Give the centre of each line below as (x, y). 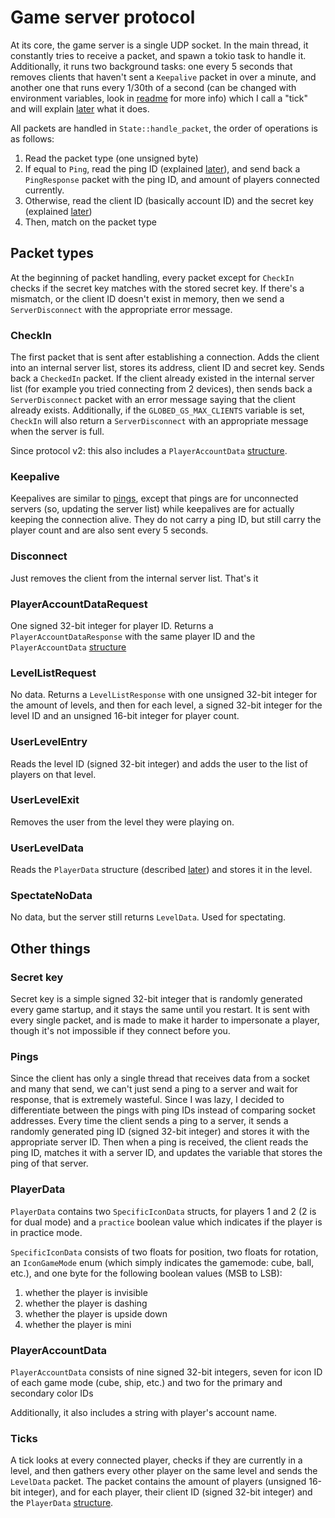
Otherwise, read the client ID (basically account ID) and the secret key (169, 200)
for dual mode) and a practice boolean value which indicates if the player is (166, 1222)
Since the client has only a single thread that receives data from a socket (160, 1078)
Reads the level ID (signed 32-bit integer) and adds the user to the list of (159, 763)
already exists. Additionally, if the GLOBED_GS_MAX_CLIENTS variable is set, (157, 410)
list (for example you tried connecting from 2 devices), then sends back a (161, 389)
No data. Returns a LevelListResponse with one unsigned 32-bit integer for (164, 695)
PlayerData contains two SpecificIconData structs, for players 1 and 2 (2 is (163, 1211)
